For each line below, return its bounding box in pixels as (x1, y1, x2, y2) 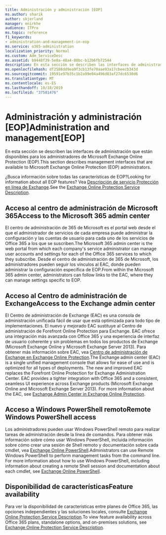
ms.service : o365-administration (5, 44, 74, 49)
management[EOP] (5, 132, 85, 143)
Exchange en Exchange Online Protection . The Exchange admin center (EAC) (5, 354, 161, 360)
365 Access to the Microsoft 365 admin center (5, 211, 150, 220)
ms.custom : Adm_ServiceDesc (5, 53, 63, 58)
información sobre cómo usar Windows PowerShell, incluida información (5, 437, 153, 443)
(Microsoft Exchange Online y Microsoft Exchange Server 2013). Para (5, 344, 146, 350)
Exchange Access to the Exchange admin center (5, 299, 156, 308)
